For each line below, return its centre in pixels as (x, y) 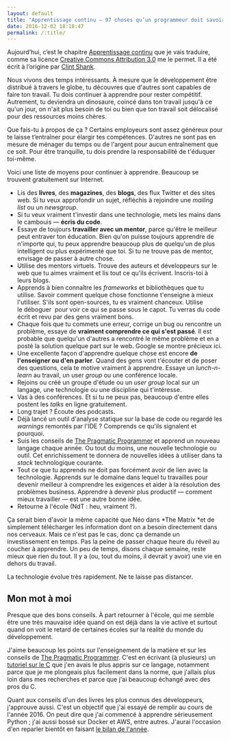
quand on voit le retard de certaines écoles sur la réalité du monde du (105, 629)
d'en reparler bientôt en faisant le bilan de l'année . (78, 729)
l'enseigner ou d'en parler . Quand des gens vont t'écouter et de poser (117, 360)
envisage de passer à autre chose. (66, 259)
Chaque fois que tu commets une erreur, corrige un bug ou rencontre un (119, 324)
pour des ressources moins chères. (57, 117)
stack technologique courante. (60, 463)
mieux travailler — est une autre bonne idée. (79, 499)
